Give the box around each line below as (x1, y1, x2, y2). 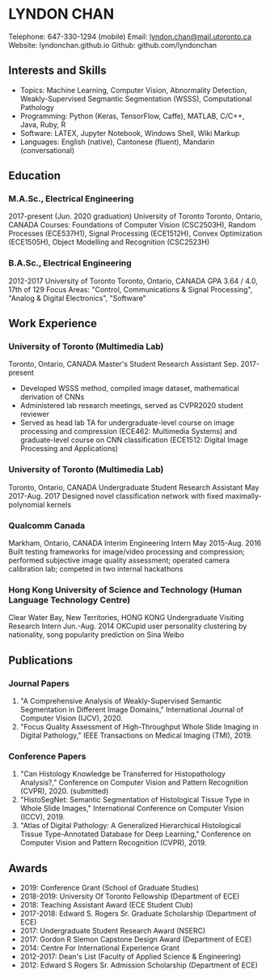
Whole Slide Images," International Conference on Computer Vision (19, 803, 244, 814)
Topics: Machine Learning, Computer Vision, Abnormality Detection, (19, 85, 247, 95)
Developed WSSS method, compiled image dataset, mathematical (19, 384, 240, 393)
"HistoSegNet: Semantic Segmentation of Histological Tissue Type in (19, 795, 250, 805)
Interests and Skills (8, 64, 107, 78)
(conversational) (19, 145, 75, 155)
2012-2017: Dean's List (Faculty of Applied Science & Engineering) (19, 952, 242, 962)
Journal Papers (8, 678, 70, 689)
